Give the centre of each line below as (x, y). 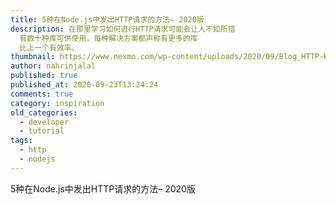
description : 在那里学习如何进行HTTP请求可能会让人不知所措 (123, 29)
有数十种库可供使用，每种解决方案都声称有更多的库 (108, 38)
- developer (44, 122)
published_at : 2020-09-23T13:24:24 (84, 85)
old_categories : (44, 112)
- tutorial (42, 131)
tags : (21, 141)
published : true (44, 76)
